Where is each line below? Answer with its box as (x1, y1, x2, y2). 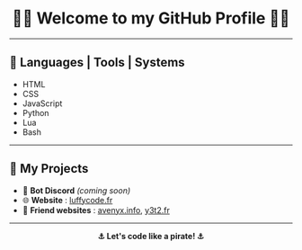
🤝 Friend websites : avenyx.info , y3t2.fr (22, 204, 171, 215)
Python (22, 107, 49, 118)
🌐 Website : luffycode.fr (22, 194, 113, 205)
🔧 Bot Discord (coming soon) (22, 184, 131, 196)
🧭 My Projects (9, 161, 89, 176)
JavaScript (22, 98, 63, 109)
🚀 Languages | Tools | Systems (9, 55, 186, 70)
